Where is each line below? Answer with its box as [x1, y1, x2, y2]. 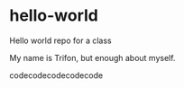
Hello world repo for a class [9, 35, 112, 46]
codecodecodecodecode [9, 69, 104, 81]
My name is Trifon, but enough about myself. [9, 52, 176, 63]
